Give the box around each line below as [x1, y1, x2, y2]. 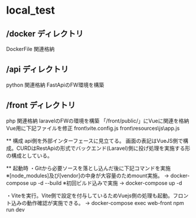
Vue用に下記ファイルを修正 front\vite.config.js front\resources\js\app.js [6, 124, 180, 132]
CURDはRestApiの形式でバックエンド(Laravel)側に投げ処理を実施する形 [16, 145, 191, 152]
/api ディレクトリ [6, 65, 69, 75]
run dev [6, 206, 25, 213]
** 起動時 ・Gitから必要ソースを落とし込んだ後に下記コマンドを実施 [6, 164, 171, 172]
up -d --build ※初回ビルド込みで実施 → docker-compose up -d [30, 179, 182, 187]
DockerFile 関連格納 [6, 46, 55, 52]
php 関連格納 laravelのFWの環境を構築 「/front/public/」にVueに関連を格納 [6, 117, 190, 124]
